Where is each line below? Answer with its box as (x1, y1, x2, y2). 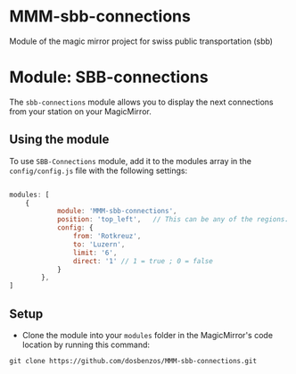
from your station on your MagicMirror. (9, 105, 152, 117)
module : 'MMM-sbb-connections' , (56, 207, 177, 216)
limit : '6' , (72, 248, 118, 257)
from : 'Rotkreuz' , (72, 232, 142, 241)
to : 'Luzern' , (72, 239, 126, 249)
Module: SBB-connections (9, 67, 209, 87)
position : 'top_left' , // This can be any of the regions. (56, 215, 290, 224)
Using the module (9, 132, 110, 147)
